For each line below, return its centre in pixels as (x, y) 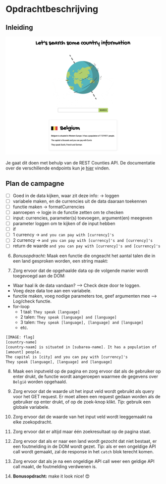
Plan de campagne (35, 184)
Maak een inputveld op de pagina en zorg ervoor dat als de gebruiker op (87, 371)
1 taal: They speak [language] (50, 312)
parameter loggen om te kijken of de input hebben (64, 223)
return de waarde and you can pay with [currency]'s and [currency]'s (86, 246)
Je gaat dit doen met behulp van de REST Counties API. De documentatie (81, 162)
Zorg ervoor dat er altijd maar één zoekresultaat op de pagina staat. (82, 431)
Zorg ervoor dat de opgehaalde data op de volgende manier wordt (80, 270)
